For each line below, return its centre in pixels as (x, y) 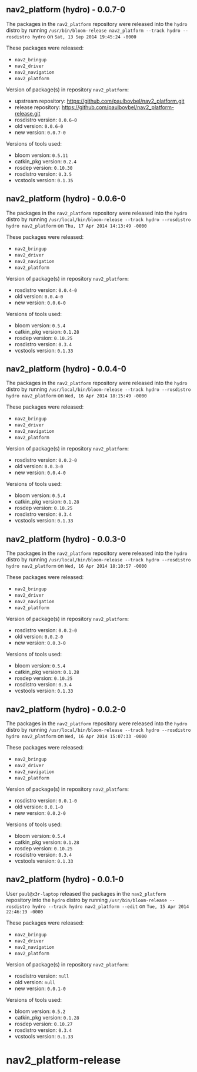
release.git (27, 113)
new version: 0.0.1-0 (40, 988)
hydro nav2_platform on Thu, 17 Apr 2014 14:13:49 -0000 (76, 225)
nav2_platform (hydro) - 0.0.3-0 (66, 539)
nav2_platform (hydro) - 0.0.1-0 (65, 879)
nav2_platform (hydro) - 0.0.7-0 (66, 10)
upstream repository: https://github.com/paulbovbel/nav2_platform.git (99, 101)
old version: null (35, 982)
